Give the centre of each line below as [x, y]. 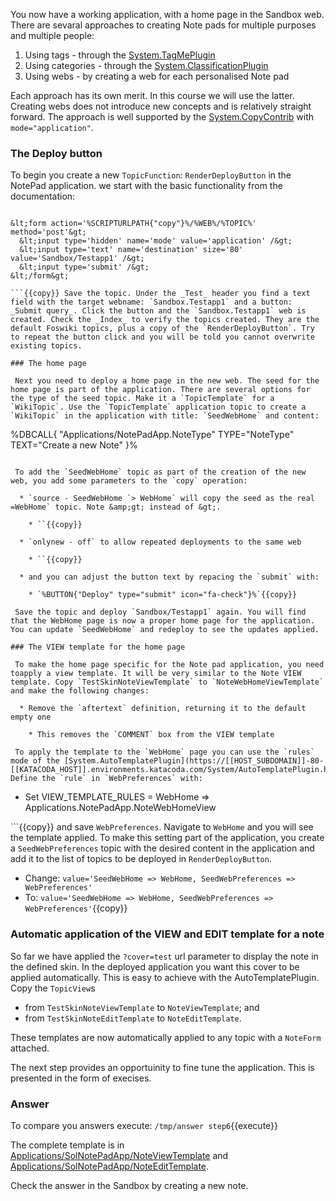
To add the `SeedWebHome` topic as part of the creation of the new [160, 472]
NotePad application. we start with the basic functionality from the [146, 186]
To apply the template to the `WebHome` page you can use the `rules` [164, 752]
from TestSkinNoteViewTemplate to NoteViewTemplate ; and [142, 1007]
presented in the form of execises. [81, 1078]
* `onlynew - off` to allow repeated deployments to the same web [160, 542]
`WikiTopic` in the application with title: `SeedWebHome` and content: [165, 416]
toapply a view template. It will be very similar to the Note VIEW [156, 674]
